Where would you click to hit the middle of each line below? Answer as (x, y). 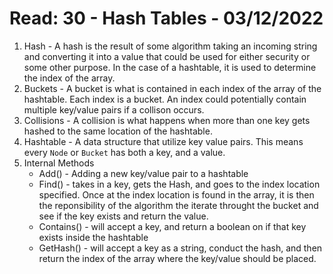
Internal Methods (59, 163)
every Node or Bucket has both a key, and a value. (124, 152)
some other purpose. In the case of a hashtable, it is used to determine (170, 67)
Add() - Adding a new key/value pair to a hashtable (143, 173)
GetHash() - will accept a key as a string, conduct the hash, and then (180, 248)
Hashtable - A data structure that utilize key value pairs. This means (163, 141)
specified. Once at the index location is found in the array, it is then (176, 194)
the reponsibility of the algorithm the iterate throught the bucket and (178, 205)
